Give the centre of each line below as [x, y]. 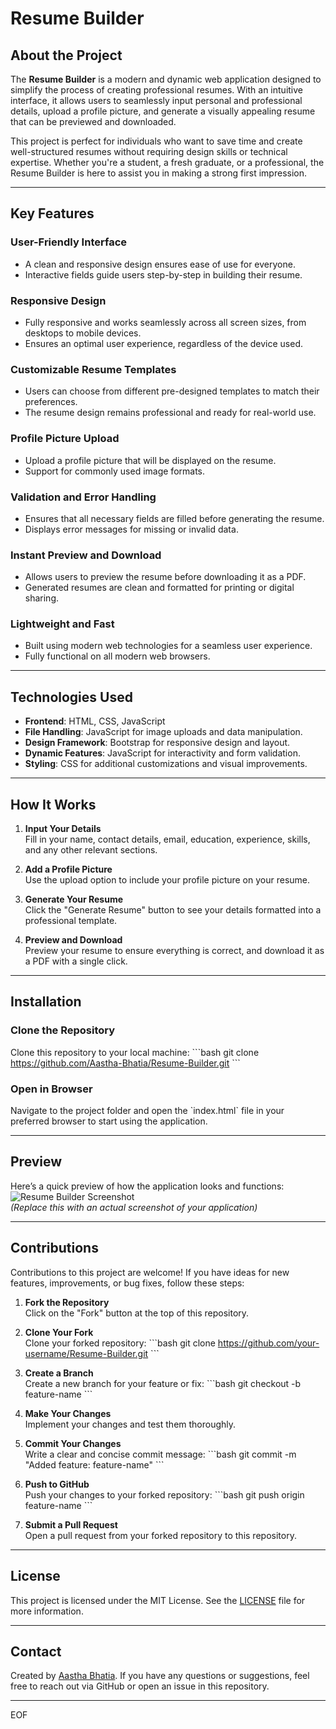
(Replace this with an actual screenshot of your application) [134, 1207]
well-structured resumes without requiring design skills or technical [149, 151]
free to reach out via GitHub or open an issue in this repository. [140, 1686]
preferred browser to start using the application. [109, 1121]
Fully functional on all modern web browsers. [117, 656]
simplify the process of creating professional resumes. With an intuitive [157, 90]
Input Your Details [63, 829]
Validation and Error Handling [83, 497]
